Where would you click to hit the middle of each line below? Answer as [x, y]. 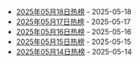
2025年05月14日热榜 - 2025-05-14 [74, 52]
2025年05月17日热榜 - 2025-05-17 [73, 22]
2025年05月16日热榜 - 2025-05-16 [74, 32]
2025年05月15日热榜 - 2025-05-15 [73, 42]
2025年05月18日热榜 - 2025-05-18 [74, 12]
